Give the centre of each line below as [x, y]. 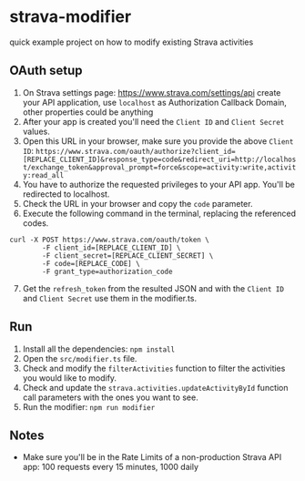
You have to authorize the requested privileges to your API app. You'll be [159, 184]
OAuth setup [46, 71]
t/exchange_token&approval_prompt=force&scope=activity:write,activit [159, 167]
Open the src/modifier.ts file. [80, 358]
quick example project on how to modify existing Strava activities [132, 42]
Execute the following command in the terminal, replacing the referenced [159, 213]
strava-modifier [71, 17]
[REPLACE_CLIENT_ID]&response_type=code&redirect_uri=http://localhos [159, 159]
